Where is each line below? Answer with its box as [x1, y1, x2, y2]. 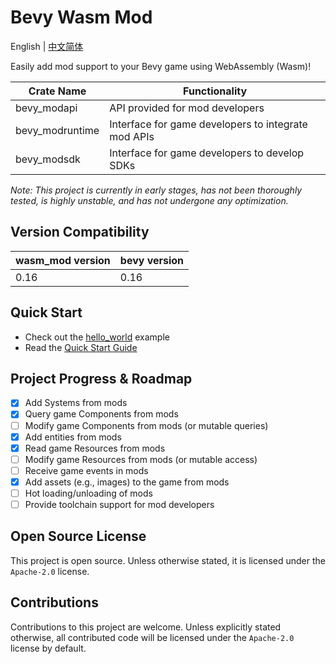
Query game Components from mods [24, 408, 179, 420]
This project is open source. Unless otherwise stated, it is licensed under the [10, 554, 326, 566]
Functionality [183, 84, 248, 98]
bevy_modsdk [15, 152, 81, 166]
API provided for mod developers [109, 101, 265, 115]
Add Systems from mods [24, 397, 128, 409]
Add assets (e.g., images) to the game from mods [24, 476, 230, 488]
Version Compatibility [10, 224, 150, 241]
